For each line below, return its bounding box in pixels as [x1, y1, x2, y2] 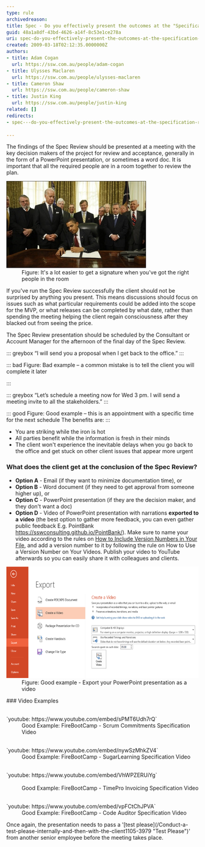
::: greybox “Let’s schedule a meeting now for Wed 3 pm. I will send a [6, 391, 180, 399]
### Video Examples [6, 697, 59, 704]
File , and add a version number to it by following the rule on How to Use [15, 541, 196, 549]
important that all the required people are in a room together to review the [6, 162, 192, 170]
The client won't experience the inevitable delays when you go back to [15, 441, 193, 448]
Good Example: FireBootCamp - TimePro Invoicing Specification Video [21, 784, 199, 792]
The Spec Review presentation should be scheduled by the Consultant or [6, 331, 190, 338]
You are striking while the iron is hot [15, 428, 106, 435]
